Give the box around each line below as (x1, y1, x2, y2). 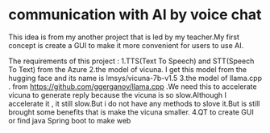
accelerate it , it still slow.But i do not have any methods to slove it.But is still (8, 99, 260, 108)
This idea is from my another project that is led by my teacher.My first (8, 32, 240, 42)
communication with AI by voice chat (8, 6, 262, 24)
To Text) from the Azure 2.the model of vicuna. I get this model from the (8, 64, 247, 74)
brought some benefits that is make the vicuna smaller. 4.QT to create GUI (8, 107, 254, 117)
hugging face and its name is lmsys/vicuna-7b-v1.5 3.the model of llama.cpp (8, 73, 263, 83)
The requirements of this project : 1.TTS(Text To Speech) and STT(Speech (8, 56, 255, 66)
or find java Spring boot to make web (8, 115, 131, 125)
